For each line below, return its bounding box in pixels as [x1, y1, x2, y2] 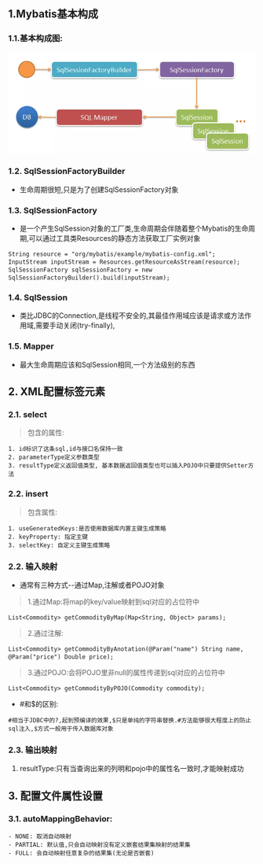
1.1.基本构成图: [8, 33, 63, 44]
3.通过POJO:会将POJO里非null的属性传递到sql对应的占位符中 [27, 667, 225, 677]
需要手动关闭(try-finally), [35, 321, 115, 330]
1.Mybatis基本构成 [8, 7, 99, 21]
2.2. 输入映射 [8, 561, 58, 572]
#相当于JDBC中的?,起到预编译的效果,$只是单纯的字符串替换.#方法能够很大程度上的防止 [8, 716, 251, 724]
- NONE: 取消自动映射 [8, 833, 72, 840]
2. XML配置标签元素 [8, 385, 106, 399]
